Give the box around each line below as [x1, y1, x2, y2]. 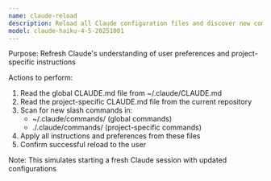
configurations [8, 164, 57, 174]
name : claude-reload [8, 11, 78, 20]
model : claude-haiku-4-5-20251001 [8, 27, 125, 35]
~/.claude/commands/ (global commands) [31, 114, 173, 124]
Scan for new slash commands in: [19, 105, 133, 115]
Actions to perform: [8, 73, 73, 83]
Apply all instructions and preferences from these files [19, 131, 201, 141]
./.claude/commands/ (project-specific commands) [31, 122, 202, 133]
